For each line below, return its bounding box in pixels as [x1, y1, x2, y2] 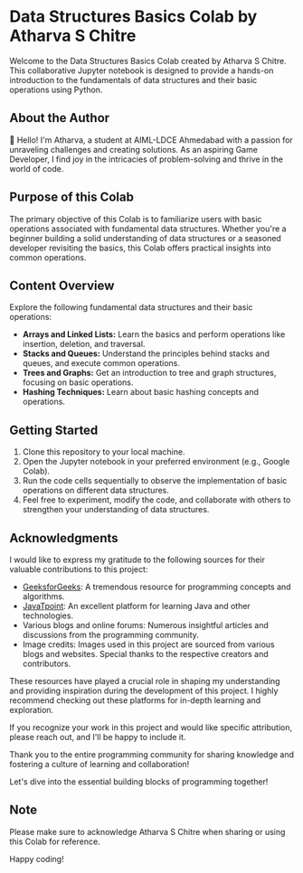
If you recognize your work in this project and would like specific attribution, [9, 722, 293, 733]
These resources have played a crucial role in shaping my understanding [9, 676, 280, 686]
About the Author [9, 110, 110, 126]
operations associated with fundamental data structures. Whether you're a [9, 223, 287, 234]
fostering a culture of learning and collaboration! [9, 759, 190, 769]
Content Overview [9, 277, 115, 293]
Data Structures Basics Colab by [9, 6, 258, 27]
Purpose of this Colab [9, 190, 134, 205]
